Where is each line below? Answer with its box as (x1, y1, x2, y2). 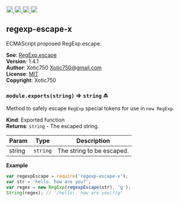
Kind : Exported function (6, 116, 65, 124)
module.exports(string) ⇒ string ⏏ (6, 91, 108, 100)
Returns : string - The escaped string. (6, 123, 99, 130)
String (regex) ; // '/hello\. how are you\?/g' (6, 190, 123, 195)
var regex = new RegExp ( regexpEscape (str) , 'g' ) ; (6, 184, 131, 190)
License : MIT (6, 70, 38, 77)
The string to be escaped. (57, 147, 129, 155)
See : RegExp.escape (6, 51, 57, 59)
